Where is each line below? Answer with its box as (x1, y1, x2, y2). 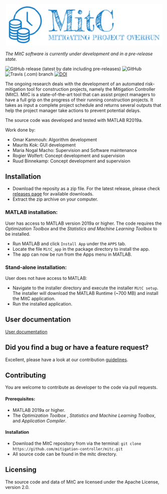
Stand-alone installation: (5, 264, 67, 271)
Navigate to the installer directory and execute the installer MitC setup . (12, 285, 159, 291)
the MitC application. (12, 295, 56, 301)
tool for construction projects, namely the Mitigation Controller (27, 86, 155, 92)
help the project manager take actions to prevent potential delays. (5, 107, 141, 113)
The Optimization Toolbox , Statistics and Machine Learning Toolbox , (12, 412, 156, 418)
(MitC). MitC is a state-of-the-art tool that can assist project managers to (5, 91, 155, 97)
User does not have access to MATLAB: (5, 275, 87, 281)
